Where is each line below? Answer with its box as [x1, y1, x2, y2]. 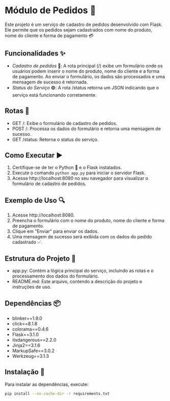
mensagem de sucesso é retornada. [12, 79, 88, 85]
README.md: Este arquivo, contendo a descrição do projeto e [12, 279, 143, 284]
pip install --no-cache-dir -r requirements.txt [5, 391, 110, 396]
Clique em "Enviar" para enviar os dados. [12, 228, 99, 234]
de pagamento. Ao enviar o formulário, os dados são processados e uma [12, 73, 165, 79]
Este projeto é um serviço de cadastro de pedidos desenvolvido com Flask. [5, 21, 163, 27]
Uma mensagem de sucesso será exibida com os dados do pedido [12, 234, 152, 240]
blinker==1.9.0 [12, 315, 43, 321]
